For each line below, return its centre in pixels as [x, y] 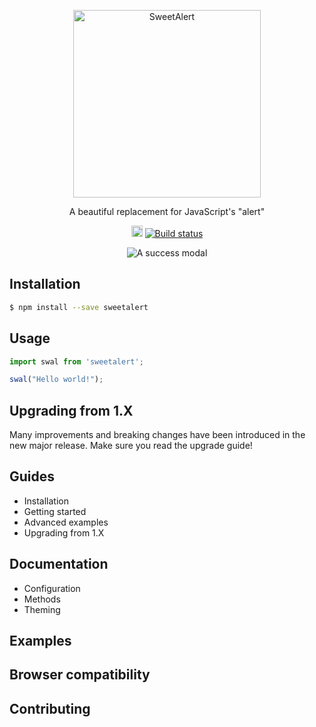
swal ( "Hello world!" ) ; [56, 380]
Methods [42, 599]
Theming [42, 609]
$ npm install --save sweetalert [79, 307]
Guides [32, 476]
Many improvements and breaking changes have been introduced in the [157, 435]
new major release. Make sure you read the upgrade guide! [131, 446]
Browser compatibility [80, 675]
